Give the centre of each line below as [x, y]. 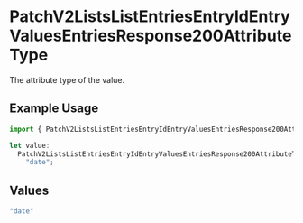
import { [26, 129]
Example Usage [54, 109]
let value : [30, 145]
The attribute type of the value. [67, 79]
